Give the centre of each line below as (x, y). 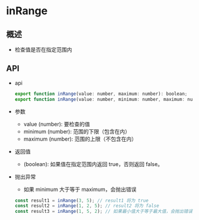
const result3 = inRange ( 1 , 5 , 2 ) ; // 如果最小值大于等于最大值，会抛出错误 (103, 212)
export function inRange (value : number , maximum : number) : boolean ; (101, 94)
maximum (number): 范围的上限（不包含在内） (80, 139)
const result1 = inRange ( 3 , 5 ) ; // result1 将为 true (82, 200)
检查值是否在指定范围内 (43, 50)
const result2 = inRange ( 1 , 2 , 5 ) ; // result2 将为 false (87, 206)
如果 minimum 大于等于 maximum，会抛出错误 (80, 189)
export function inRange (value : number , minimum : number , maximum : (100, 99)
